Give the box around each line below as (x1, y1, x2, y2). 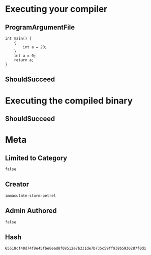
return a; (14, 58, 34, 63)
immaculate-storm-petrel (5, 193, 56, 198)
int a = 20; (23, 45, 48, 50)
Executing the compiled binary (5, 95, 133, 106)
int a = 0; (14, 53, 36, 58)
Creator (5, 180, 30, 189)
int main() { (5, 36, 32, 41)
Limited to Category (5, 154, 67, 162)
